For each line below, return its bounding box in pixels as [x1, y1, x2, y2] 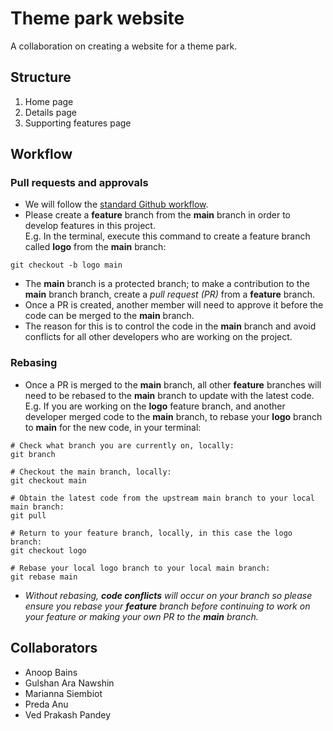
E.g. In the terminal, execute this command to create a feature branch [24, 230, 311, 242]
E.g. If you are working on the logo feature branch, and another [24, 400, 286, 412]
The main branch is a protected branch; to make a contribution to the [24, 278, 310, 290]
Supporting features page [24, 117, 132, 129]
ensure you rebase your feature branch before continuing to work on [24, 600, 311, 612]
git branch [10, 449, 56, 459]
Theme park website [10, 7, 185, 30]
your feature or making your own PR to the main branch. [24, 610, 259, 622]
